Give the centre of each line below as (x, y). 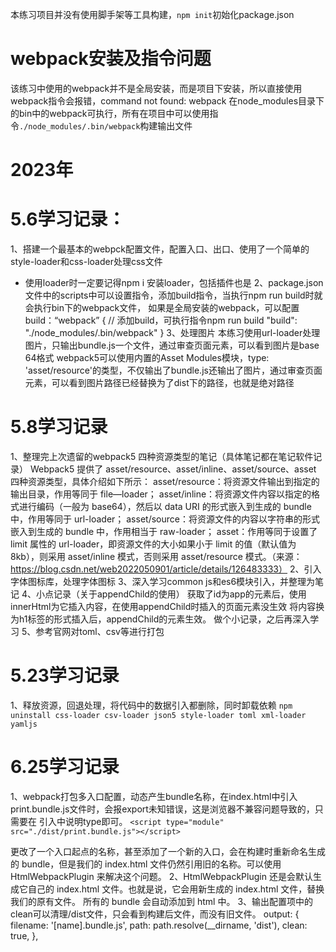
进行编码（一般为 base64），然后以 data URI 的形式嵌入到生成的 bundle (165, 506)
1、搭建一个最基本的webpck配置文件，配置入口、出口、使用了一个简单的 (160, 249)
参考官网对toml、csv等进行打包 (100, 631)
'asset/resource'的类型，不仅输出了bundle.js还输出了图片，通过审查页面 (173, 370)
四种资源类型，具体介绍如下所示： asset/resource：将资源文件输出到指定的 (165, 481)
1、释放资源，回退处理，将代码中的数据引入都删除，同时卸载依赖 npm (151, 705)
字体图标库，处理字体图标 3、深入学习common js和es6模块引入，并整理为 (163, 581)
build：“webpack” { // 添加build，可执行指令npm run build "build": (161, 320)
